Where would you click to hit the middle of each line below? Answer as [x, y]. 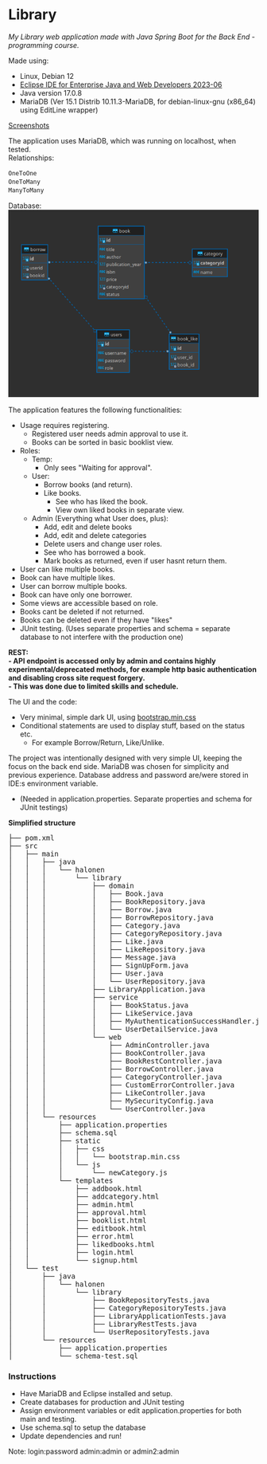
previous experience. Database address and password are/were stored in [128, 775]
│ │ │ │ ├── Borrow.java [90, 909]
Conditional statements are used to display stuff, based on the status [132, 725]
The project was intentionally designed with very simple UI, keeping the [125, 758]
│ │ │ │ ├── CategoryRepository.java [115, 933]
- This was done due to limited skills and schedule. [93, 686]
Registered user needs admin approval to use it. [110, 434]
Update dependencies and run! [70, 1435]
